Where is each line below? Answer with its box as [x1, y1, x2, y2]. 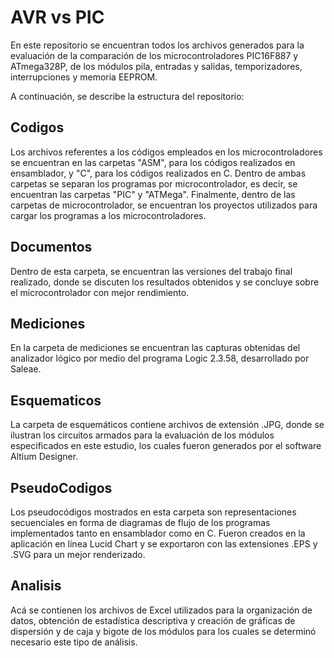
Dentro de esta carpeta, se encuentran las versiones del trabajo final [10, 265, 293, 277]
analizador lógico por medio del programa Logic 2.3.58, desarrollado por [10, 352, 310, 365]
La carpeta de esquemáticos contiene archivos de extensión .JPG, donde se [10, 419, 325, 431]
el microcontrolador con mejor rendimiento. [10, 286, 190, 298]
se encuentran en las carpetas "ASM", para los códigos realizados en [10, 156, 296, 168]
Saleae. [10, 363, 42, 375]
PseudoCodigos [10, 479, 113, 496]
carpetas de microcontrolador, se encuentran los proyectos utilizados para [10, 199, 318, 211]
